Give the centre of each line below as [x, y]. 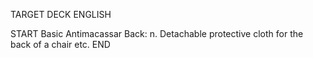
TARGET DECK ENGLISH [61, 14]
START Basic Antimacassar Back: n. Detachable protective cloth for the [157, 33]
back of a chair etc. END [60, 44]
